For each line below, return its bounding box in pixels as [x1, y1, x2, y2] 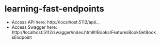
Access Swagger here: [11, 24, 57, 30]
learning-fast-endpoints [4, 3, 105, 14]
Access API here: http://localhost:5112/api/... [11, 19, 100, 25]
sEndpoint [11, 34, 32, 40]
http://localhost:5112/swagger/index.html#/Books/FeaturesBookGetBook [11, 29, 156, 35]
